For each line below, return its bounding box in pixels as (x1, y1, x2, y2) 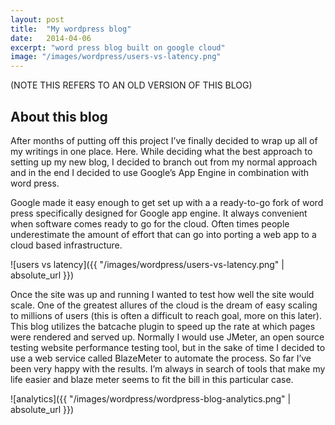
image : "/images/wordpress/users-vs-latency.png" (10, 52, 222, 62)
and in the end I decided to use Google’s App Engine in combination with (10, 166, 310, 178)
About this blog (10, 108, 108, 125)
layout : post (10, 14, 65, 25)
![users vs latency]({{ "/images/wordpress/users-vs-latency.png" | (10, 258, 285, 270)
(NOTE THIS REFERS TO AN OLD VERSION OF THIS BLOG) (10, 79, 253, 91)
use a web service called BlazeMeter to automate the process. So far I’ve (10, 352, 312, 364)
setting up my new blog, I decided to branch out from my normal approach (10, 156, 318, 168)
